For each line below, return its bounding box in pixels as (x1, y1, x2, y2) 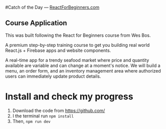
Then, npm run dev (12, 118, 51, 124)
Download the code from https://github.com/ (12, 107, 105, 113)
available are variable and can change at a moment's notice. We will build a (5, 62, 160, 69)
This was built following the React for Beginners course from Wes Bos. (5, 32, 151, 38)
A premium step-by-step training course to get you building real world (5, 42, 150, 48)
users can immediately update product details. (5, 73, 101, 79)
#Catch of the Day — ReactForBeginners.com (5, 5, 100, 10)
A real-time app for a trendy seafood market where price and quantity (5, 57, 149, 63)
